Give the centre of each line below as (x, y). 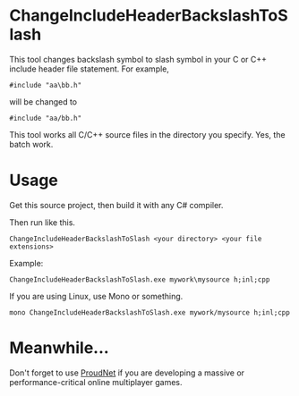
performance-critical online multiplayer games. (96, 382)
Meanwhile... (59, 348)
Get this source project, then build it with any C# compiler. (116, 205)
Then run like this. (43, 222)
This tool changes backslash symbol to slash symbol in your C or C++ (138, 59)
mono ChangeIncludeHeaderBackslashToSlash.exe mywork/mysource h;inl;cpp (150, 312)
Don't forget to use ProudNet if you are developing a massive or (127, 373)
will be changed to (43, 101)
